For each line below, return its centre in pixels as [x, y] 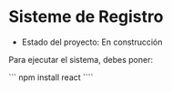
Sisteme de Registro [86, 17]
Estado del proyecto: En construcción [92, 42]
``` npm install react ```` [51, 77]
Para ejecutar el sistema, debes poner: [81, 59]
